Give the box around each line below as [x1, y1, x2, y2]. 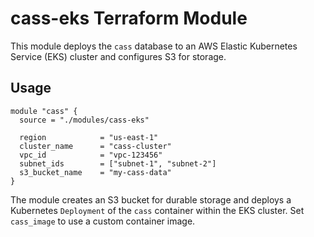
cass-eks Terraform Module [10, 7, 248, 30]
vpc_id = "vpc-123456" [19, 150, 163, 160]
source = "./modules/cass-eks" [19, 115, 150, 125]
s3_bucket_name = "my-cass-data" [19, 167, 172, 177]
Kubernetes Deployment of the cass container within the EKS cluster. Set [10, 204, 305, 216]
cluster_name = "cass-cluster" [19, 141, 172, 151]
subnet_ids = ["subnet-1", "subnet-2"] [19, 158, 217, 169]
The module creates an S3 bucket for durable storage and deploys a [10, 193, 292, 206]
